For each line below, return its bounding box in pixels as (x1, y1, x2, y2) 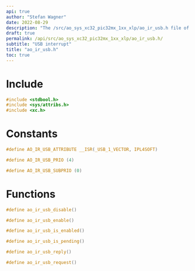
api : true (6, 8, 30, 15)
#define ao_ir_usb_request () (6, 260, 77, 266)
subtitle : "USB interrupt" (6, 42, 72, 47)
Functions (6, 187, 55, 201)
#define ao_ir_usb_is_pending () (6, 238, 85, 245)
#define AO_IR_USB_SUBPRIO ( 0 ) (6, 167, 82, 173)
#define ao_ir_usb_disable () (6, 207, 77, 212)
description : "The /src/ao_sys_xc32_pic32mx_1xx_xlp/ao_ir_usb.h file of (6, 25, 190, 31)
